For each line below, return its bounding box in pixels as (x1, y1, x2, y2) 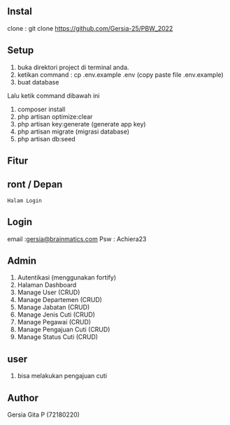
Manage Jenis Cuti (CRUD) (17, 310, 96, 319)
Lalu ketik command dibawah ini (7, 91, 100, 100)
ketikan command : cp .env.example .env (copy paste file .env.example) (17, 70, 224, 79)
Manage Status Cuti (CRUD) (17, 333, 99, 341)
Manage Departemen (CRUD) (17, 296, 103, 304)
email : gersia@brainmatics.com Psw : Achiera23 (7, 234, 147, 243)
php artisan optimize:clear (17, 112, 93, 121)
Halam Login (7, 197, 42, 204)
